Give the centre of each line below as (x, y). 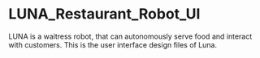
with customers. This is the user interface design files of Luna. (113, 44)
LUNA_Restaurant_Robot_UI (104, 14)
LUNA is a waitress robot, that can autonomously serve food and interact (130, 36)
